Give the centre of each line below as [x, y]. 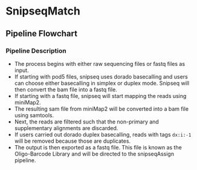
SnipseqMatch [43, 11]
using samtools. [34, 115]
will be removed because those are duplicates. [73, 141]
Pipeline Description [36, 51]
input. [21, 70]
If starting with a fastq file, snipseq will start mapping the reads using [100, 96]
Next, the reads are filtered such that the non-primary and [87, 122]
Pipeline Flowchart [42, 34]
